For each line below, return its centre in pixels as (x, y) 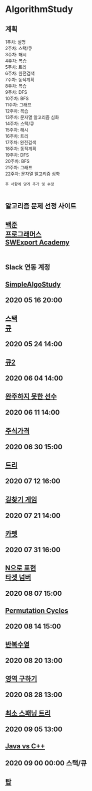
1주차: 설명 (15, 42)
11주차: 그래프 (18, 105)
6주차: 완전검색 (20, 73)
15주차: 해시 (17, 130)
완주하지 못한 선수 (31, 397)
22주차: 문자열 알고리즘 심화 (32, 174)
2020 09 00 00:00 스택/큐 (46, 763)
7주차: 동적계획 (20, 80)
